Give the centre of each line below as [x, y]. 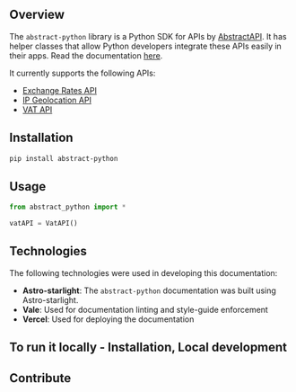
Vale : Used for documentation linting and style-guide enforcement [145, 309]
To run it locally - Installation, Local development [148, 347]
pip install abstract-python [64, 158]
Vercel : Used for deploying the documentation [108, 319]
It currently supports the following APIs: [83, 73]
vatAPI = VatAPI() [44, 224]
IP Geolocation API [57, 100]
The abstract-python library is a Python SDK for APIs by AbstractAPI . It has [148, 36]
